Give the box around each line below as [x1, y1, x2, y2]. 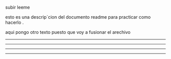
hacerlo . [5, 20, 24, 25]
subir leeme [5, 5, 30, 10]
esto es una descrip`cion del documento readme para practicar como [5, 14, 151, 20]
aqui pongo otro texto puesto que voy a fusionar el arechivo [5, 29, 131, 35]
